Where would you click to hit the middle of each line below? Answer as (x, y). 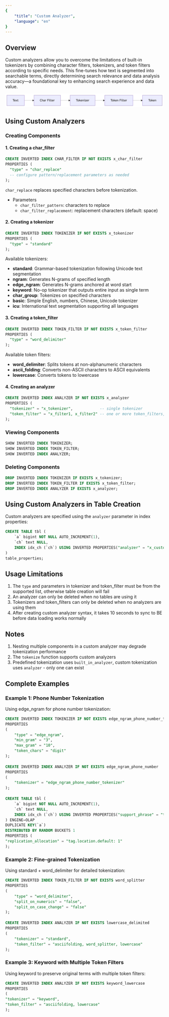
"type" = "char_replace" (36, 170)
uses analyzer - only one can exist (48, 668)
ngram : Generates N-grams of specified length (61, 279)
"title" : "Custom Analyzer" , (45, 16)
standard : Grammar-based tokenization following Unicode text (77, 269)
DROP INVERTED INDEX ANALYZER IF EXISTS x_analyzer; (62, 489)
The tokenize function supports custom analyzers (64, 657)
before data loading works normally (49, 618)
